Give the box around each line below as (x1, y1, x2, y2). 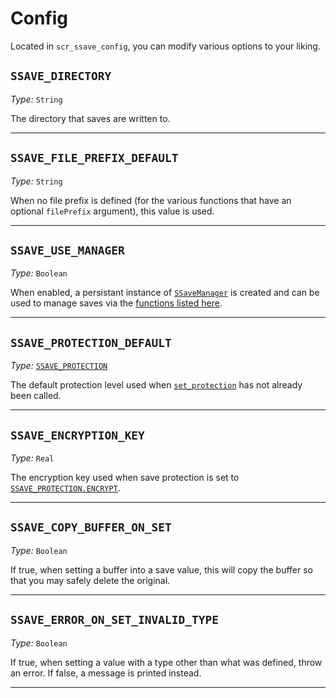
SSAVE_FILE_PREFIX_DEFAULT (10, 151, 179, 166)
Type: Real (10, 452, 55, 464)
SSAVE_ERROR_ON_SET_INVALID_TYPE (10, 613, 220, 627)
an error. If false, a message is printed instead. (10, 667, 202, 679)
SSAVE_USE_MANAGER (10, 243, 125, 257)
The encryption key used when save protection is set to (10, 472, 240, 483)
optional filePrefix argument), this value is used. (10, 205, 215, 217)
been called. (10, 390, 62, 402)
